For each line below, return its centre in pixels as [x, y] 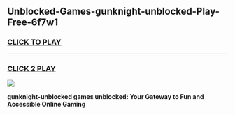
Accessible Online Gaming [47, 104]
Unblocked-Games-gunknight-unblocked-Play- [114, 11]
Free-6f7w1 [33, 23]
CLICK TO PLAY [34, 43]
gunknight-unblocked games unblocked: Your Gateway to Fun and [106, 96]
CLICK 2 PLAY [31, 68]
